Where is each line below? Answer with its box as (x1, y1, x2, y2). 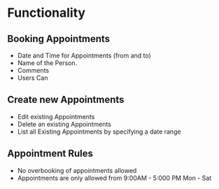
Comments (17, 66, 50, 74)
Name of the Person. (17, 59, 78, 67)
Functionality (7, 5, 86, 21)
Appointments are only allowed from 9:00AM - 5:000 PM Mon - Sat (17, 174, 212, 182)
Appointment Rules (7, 148, 93, 160)
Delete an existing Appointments (17, 120, 112, 128)
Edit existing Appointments (17, 112, 95, 120)
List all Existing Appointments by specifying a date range (17, 127, 181, 136)
